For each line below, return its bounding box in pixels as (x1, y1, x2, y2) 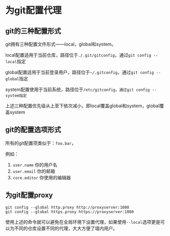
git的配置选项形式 (5, 126, 61, 134)
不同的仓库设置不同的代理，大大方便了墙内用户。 (14, 225, 118, 231)
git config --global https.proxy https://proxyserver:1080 (5, 209, 134, 215)
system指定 (5, 93, 27, 98)
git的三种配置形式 (5, 27, 61, 35)
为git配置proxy (5, 191, 53, 200)
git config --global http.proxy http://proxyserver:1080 (5, 205, 130, 210)
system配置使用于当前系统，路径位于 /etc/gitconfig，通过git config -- (5, 86, 157, 92)
